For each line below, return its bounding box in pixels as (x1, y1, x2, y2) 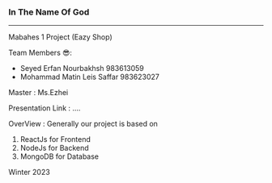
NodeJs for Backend (19, 143, 89, 153)
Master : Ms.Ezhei (8, 88, 69, 98)
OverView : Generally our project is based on (8, 119, 158, 129)
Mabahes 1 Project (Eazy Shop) (8, 32, 113, 42)
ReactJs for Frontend (19, 135, 91, 144)
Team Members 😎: (8, 48, 73, 58)
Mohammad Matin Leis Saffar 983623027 (19, 72, 160, 82)
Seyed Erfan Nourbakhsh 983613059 (19, 64, 144, 73)
